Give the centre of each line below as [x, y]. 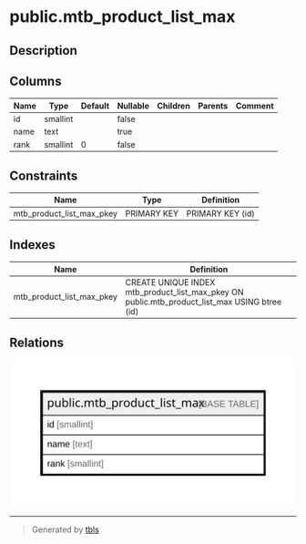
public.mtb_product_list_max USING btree [204, 302]
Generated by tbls [66, 529]
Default [95, 106]
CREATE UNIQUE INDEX [170, 282]
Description [43, 51]
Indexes [33, 245]
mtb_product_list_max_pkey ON [184, 292]
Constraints [44, 175]
